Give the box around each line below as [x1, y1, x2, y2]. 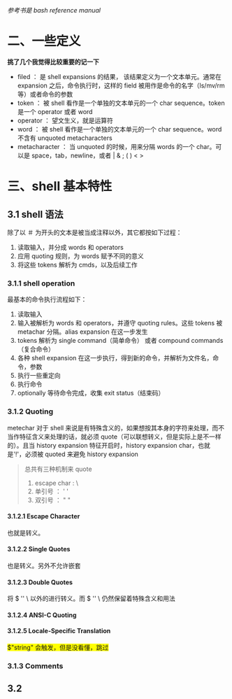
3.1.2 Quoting [7, 407, 54, 416]
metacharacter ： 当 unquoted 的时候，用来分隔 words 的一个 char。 [17, 142, 216, 150]
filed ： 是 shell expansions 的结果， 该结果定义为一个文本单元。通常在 [17, 72, 222, 80]
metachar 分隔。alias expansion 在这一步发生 [17, 327, 148, 336]
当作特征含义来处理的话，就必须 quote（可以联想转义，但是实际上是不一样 [7, 432, 222, 441]
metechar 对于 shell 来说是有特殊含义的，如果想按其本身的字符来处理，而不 [7, 423, 225, 432]
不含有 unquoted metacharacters [17, 134, 113, 142]
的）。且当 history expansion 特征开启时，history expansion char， [7, 441, 198, 449]
